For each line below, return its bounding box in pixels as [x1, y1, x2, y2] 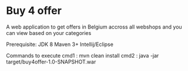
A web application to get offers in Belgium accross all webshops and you [6, 23, 182, 30]
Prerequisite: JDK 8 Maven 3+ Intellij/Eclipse [6, 41, 113, 48]
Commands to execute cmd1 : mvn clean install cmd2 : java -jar [6, 52, 159, 59]
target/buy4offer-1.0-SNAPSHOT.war [6, 58, 96, 65]
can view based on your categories [6, 29, 92, 36]
